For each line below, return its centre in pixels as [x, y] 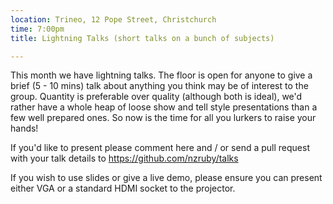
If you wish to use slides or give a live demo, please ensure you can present [166, 178]
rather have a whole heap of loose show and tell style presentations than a [164, 107]
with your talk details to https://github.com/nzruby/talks [124, 158]
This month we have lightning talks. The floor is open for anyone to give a [161, 75]
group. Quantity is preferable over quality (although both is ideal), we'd [156, 97]
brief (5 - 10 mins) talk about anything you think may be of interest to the [159, 86]
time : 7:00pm [37, 29]
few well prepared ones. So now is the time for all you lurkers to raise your [163, 118]
